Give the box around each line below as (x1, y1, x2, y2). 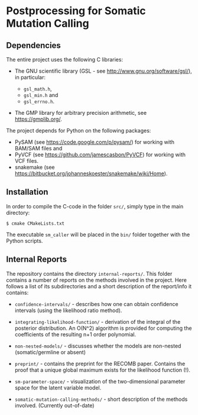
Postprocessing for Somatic (6, 4, 146, 18)
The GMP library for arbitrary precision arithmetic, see (14, 110, 147, 116)
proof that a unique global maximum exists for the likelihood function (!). (14, 366, 191, 374)
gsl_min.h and (23, 92, 59, 98)
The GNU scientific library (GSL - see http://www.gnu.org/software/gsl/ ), (14, 67, 192, 75)
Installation (6, 187, 48, 197)
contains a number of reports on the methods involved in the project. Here (6, 276, 187, 284)
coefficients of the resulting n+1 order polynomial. (14, 330, 137, 338)
